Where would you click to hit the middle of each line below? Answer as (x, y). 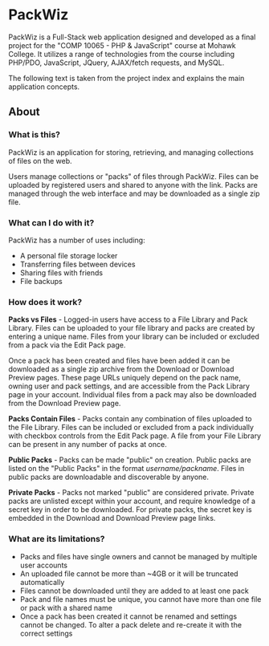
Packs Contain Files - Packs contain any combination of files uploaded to (130, 419)
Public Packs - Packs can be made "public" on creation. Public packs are (130, 460)
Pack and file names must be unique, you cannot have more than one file (141, 599)
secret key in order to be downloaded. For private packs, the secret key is (130, 510)
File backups (41, 281)
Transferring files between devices (77, 264)
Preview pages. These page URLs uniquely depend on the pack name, (124, 378)
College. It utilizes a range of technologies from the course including (122, 54)
